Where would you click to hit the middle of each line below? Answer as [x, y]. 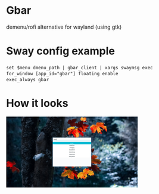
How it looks [37, 104]
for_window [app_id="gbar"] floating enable [62, 73]
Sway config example [60, 51]
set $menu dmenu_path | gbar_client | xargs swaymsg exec [79, 67]
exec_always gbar [28, 79]
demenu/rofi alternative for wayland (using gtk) [64, 27]
